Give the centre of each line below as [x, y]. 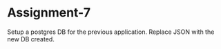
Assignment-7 [49, 13]
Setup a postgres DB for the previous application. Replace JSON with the [111, 32]
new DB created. [31, 39]
